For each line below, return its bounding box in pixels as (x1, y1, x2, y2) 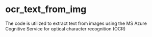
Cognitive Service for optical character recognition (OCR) (5, 25, 126, 31)
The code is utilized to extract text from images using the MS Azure (5, 20, 147, 26)
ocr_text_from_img (5, 4, 87, 15)
